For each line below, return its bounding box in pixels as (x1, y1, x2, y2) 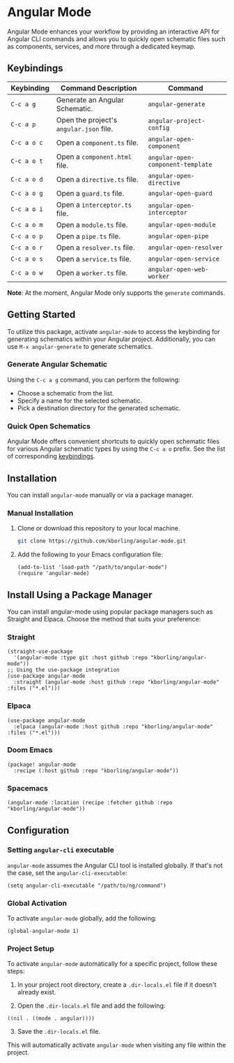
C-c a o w (10, 268, 43, 277)
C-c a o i (10, 205, 43, 213)
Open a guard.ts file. (56, 188, 125, 198)
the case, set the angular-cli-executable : (7, 868, 127, 877)
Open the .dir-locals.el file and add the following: (17, 1001, 166, 1010)
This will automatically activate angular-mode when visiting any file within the (7, 1041, 226, 1049)
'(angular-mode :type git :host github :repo (13, 654, 148, 661)
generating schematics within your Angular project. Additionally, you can (7, 335, 216, 343)
